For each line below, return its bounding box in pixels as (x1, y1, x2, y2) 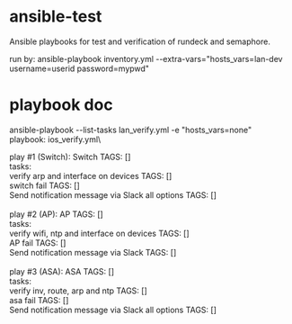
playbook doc (9, 94, 114, 115)
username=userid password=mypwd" (9, 63, 150, 74)
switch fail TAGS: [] (9, 180, 81, 191)
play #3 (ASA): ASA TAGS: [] (9, 265, 115, 276)
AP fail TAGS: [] (9, 237, 66, 248)
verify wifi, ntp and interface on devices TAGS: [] (9, 228, 190, 238)
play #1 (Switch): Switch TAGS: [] (9, 151, 131, 162)
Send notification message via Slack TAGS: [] (9, 247, 177, 257)
